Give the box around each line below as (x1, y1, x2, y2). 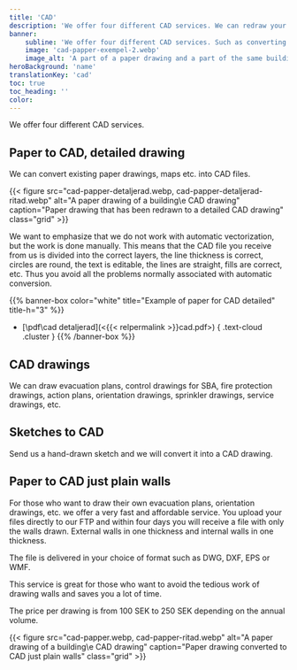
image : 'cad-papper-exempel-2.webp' (25, 46, 161, 55)
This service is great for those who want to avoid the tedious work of (9, 579, 260, 589)
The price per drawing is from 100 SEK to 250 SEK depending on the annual (9, 605, 286, 616)
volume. (9, 614, 39, 625)
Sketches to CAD (9, 425, 104, 440)
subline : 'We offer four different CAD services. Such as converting (25, 37, 287, 47)
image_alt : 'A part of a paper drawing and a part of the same (25, 54, 263, 63)
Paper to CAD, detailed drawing (9, 145, 186, 160)
